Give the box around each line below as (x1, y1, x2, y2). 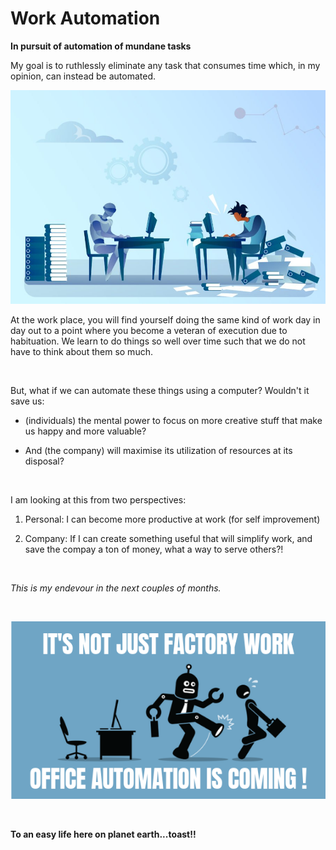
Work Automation (10, 7, 161, 30)
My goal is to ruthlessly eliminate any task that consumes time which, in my (10, 59, 321, 71)
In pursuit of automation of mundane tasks (10, 40, 192, 52)
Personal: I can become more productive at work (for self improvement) (24, 513, 321, 526)
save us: (10, 395, 45, 407)
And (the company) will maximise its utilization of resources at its (24, 445, 293, 457)
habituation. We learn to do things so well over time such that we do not (10, 335, 306, 347)
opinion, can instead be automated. (10, 70, 157, 82)
